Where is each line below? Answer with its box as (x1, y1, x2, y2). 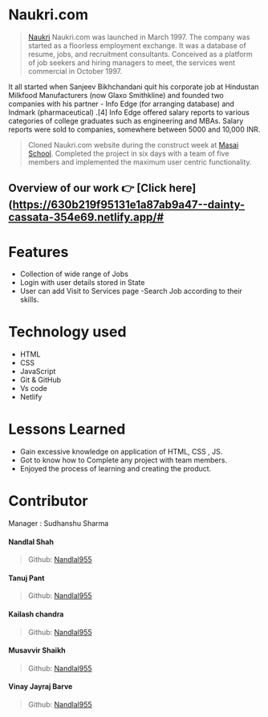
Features (8, 242, 69, 261)
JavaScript (19, 367, 56, 377)
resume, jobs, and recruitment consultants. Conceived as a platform (27, 49, 253, 59)
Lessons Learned (8, 420, 126, 438)
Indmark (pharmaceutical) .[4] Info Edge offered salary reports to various (8, 107, 250, 117)
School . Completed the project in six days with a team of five (27, 149, 229, 158)
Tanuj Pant (8, 572, 45, 583)
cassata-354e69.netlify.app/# (8, 210, 164, 224)
